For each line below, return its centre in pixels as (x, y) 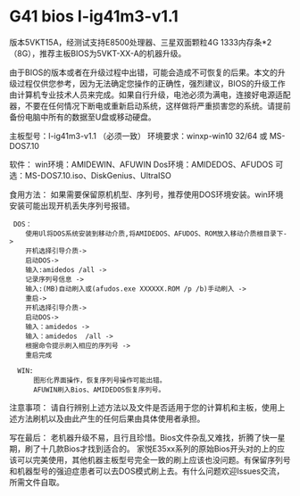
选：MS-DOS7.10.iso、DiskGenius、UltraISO (90, 175)
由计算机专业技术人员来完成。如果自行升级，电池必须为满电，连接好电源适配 (150, 95)
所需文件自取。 (37, 482)
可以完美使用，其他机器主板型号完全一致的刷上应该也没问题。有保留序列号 (154, 459)
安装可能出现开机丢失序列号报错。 (72, 205)
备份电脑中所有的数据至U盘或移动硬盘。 (83, 117)
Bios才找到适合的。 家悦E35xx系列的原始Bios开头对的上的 (171, 449)
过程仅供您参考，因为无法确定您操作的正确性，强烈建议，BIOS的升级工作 (151, 83)
